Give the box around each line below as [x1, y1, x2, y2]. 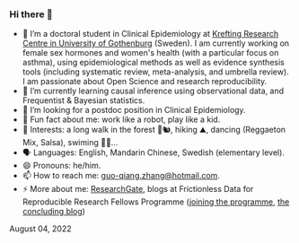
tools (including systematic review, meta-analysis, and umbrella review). [22, 66, 289, 77]
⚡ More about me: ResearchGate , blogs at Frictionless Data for [22, 184, 254, 195]
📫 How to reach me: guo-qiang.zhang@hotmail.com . [22, 170, 220, 181]
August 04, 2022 [9, 223, 72, 234]
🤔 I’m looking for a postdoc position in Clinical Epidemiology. [22, 105, 246, 116]
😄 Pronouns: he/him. [22, 161, 101, 171]
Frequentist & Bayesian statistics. [22, 95, 145, 106]
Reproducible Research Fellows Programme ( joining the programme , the [22, 196, 290, 207]
